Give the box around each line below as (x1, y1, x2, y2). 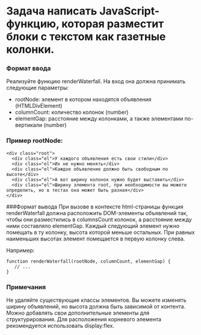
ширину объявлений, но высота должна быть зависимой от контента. (6, 303, 186, 310)
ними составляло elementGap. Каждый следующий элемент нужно (6, 222, 180, 230)
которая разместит (61, 17, 164, 31)
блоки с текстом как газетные (6, 30, 166, 43)
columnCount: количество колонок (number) (14, 108, 129, 116)
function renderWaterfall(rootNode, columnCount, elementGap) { (6, 258, 171, 265)
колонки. (6, 43, 55, 57)
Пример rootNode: (6, 137, 63, 145)
